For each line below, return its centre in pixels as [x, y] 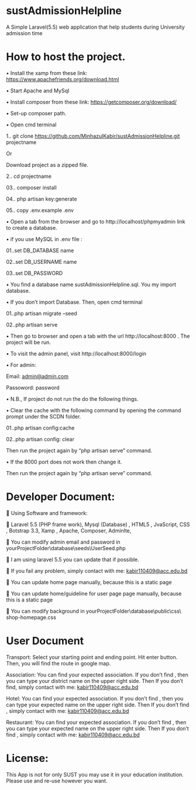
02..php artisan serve [32, 324]
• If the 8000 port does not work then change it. [64, 462]
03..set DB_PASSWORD [35, 273]
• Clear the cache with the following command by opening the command [94, 410]
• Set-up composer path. [36, 113]
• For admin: [21, 365]
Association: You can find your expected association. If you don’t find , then [97, 675]
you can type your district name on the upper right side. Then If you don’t [94, 681]
